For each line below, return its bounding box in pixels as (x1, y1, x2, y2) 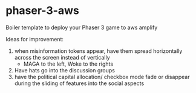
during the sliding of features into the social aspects (14, 80, 145, 87)
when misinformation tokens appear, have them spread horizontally (14, 47, 183, 55)
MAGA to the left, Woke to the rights (23, 60, 113, 67)
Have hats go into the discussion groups (14, 66, 116, 74)
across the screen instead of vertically (14, 53, 110, 61)
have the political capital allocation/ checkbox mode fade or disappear (14, 73, 190, 80)
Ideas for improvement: (5, 35, 64, 43)
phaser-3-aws (5, 4, 79, 18)
